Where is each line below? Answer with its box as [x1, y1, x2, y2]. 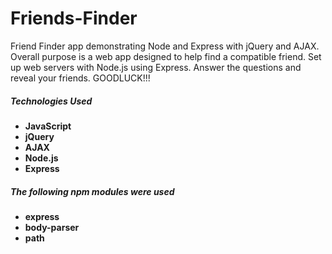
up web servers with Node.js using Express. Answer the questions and [10, 61, 302, 73]
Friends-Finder [10, 7, 138, 30]
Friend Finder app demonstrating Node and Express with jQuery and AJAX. [10, 40, 320, 52]
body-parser [24, 221, 80, 233]
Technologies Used [10, 95, 93, 107]
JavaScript [24, 120, 72, 132]
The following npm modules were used [10, 185, 175, 197]
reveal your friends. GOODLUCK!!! [10, 72, 151, 84]
